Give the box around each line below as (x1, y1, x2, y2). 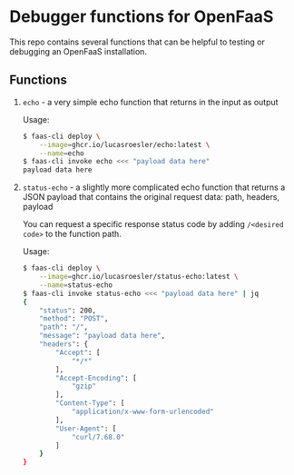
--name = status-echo (39, 280, 113, 290)
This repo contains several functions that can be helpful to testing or (9, 36, 265, 47)
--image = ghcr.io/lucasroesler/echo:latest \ (39, 140, 211, 149)
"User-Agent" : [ (55, 424, 117, 433)
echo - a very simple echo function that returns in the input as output (22, 96, 279, 107)
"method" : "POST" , (39, 314, 109, 323)
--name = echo (39, 148, 84, 158)
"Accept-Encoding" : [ (55, 373, 138, 382)
